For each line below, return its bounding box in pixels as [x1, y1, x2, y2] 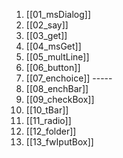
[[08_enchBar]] [25, 83, 89, 94]
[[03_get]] [25, 30, 68, 41]
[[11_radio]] [25, 115, 72, 126]
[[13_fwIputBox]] [25, 136, 94, 148]
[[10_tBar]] [25, 104, 69, 116]
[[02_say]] [25, 19, 69, 31]
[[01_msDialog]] [25, 9, 91, 20]
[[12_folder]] [25, 125, 77, 137]
